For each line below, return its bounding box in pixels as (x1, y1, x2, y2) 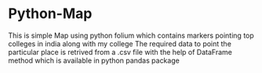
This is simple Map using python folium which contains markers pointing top (8, 31, 255, 40)
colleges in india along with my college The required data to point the (8, 38, 231, 48)
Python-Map (8, 5, 93, 23)
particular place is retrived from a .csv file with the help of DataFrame (8, 47, 233, 57)
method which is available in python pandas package (8, 56, 180, 65)
